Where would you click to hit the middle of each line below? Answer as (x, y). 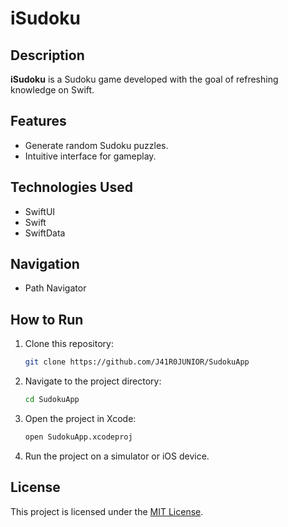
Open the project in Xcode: (80, 418)
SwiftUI (40, 211)
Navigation (45, 264)
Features (38, 121)
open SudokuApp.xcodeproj (78, 437)
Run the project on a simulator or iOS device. (117, 456)
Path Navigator (55, 288)
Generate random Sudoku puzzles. (96, 145)
